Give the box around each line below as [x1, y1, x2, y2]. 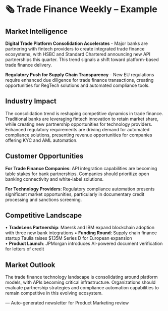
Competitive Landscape [5, 211, 82, 220]
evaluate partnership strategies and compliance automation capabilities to [5, 285, 159, 291]
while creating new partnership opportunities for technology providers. [5, 121, 152, 127]
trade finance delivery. [5, 62, 52, 68]
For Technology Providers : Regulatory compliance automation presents [5, 186, 155, 192]
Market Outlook [5, 261, 55, 269]
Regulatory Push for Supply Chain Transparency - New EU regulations [5, 72, 154, 78]
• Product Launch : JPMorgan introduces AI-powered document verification [5, 240, 163, 247]
